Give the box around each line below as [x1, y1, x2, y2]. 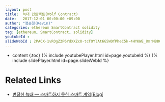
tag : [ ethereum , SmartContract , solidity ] [5, 30, 93, 35]
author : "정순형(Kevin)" [5, 20, 53, 26]
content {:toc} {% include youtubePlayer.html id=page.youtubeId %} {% [12, 52, 158, 58]
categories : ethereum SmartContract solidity [5, 25, 100, 30]
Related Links [5, 74, 61, 85]
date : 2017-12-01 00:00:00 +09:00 [5, 16, 80, 21]
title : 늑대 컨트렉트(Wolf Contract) [5, 12, 79, 17]
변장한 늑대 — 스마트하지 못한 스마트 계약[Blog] [12, 91, 104, 97]
